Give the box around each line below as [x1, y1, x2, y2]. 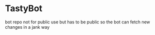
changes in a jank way [5, 24, 50, 30]
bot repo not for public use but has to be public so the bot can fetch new [5, 19, 151, 25]
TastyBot [5, 3, 43, 14]
